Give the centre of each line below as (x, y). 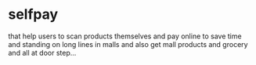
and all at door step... (42, 52)
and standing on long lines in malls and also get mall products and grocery (128, 44)
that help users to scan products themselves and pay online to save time (125, 36)
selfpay (33, 14)
